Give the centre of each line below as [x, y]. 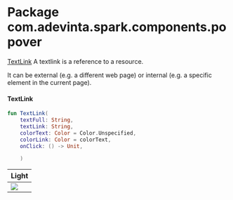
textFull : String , [47, 120]
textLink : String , [47, 126]
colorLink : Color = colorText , [66, 140]
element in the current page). [49, 82]
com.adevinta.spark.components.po [117, 27]
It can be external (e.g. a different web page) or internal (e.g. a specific [110, 75]
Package [33, 12]
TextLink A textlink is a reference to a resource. [75, 61]
